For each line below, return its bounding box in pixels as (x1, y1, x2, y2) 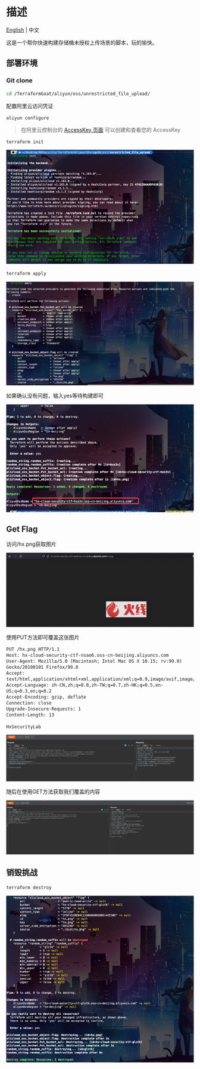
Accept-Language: (6, 682, 49, 688)
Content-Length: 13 (6, 712, 55, 718)
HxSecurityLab (6, 724, 42, 730)
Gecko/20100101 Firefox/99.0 (6, 664, 79, 670)
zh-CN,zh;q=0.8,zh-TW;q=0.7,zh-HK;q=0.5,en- (51, 682, 164, 688)
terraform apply (6, 271, 46, 277)
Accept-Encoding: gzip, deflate (6, 694, 86, 700)
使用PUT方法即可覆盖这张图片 (6, 634, 80, 641)
